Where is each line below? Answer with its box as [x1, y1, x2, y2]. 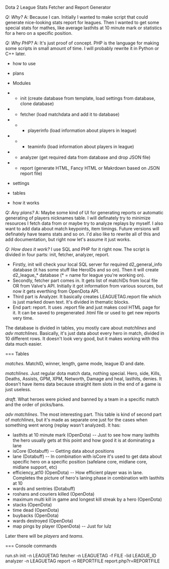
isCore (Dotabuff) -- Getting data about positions [12, 448, 115, 454]
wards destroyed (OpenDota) [12, 518, 74, 524]
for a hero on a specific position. [5, 30, 73, 36]
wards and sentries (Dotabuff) [12, 486, 76, 492]
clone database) [20, 101, 54, 107]
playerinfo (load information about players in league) [27, 127, 137, 133]
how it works [12, 200, 39, 206]
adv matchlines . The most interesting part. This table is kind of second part [5, 411, 162, 417]
